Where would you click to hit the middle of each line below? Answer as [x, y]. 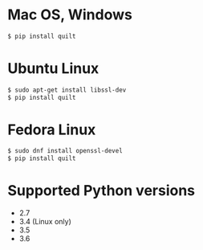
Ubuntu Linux [53, 68]
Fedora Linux [52, 129]
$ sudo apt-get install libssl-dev [67, 90]
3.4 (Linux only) [45, 222]
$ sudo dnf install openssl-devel [65, 151]
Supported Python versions [101, 191]
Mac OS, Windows [70, 15]
